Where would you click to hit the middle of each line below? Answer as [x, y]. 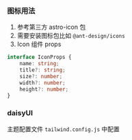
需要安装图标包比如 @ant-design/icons [71, 36]
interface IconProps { [39, 57]
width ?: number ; [43, 83]
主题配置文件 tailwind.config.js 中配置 [63, 129]
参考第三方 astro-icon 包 [51, 27]
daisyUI [20, 113]
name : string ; [39, 64]
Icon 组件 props [39, 44]
